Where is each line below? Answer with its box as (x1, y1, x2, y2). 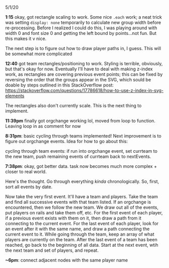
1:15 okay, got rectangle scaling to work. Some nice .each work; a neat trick (5, 14, 162, 20)
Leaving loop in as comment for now (5, 123, 81, 129)
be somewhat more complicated (5, 51, 72, 57)
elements (5, 93, 25, 99)
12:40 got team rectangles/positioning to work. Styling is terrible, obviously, (5, 61, 163, 66)
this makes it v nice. (5, 35, 47, 41)
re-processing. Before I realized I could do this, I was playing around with (5, 25, 157, 31)
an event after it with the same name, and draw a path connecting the (5, 226, 150, 232)
